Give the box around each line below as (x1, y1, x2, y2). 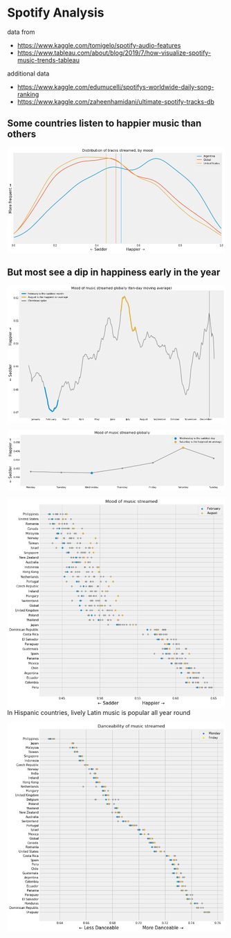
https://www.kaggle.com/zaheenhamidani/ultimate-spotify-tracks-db (17, 97, 214, 105)
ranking (17, 90, 39, 98)
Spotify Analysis (7, 5, 104, 21)
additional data (7, 69, 50, 78)
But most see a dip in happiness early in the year (7, 266, 221, 278)
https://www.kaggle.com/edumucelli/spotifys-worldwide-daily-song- (17, 82, 214, 91)
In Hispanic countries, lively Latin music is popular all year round (7, 709, 191, 717)
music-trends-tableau (17, 55, 80, 64)
